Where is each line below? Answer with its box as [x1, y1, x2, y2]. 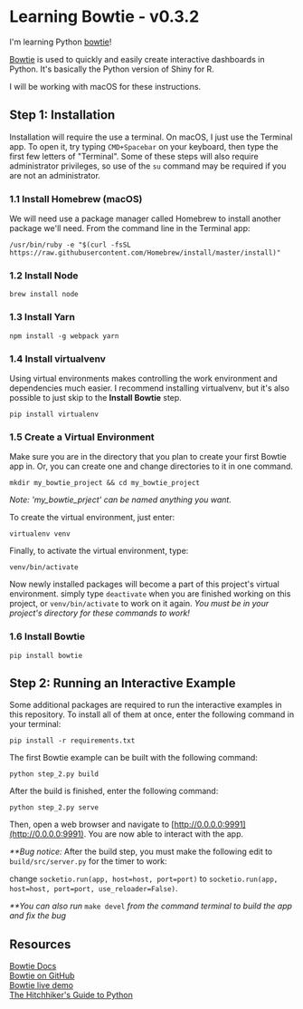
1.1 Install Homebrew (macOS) [9, 192, 143, 205]
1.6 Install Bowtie [9, 630, 86, 643]
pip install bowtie [9, 651, 83, 660]
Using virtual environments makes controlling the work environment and [9, 373, 278, 383]
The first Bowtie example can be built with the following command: [9, 752, 258, 763]
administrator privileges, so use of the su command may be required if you [9, 160, 287, 171]
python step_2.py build [9, 770, 99, 779]
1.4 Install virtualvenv [9, 352, 107, 364]
